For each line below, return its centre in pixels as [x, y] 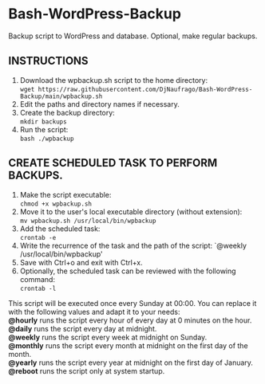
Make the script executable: [65, 194]
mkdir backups [43, 121]
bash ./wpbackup [47, 139]
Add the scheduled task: [60, 229]
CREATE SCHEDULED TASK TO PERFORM [113, 163]
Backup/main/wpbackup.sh [61, 96]
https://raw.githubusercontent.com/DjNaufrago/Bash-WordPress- [145, 89]
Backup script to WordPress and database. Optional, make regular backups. [133, 36]
